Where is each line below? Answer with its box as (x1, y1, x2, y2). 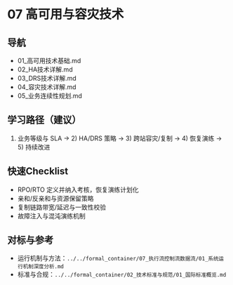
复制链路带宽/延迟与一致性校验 (17, 203, 107, 211)
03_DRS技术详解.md (17, 74, 77, 82)
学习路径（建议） (7, 114, 81, 126)
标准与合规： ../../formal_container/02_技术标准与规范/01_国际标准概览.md (17, 270, 227, 279)
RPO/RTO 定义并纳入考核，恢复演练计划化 (17, 185, 139, 194)
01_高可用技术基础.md (17, 57, 81, 65)
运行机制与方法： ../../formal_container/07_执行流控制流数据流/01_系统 (17, 254, 219, 263)
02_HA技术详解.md (17, 65, 73, 74)
